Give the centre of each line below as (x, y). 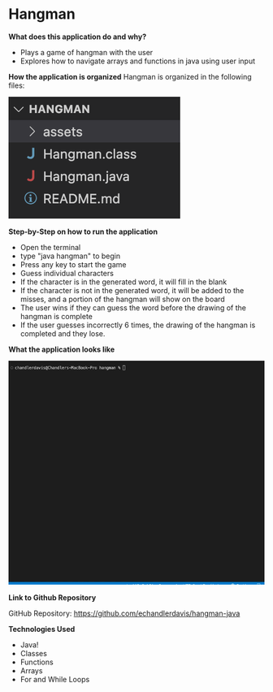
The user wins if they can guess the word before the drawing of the (133, 307)
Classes (33, 653)
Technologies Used (42, 629)
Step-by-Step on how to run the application (83, 231)
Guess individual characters (67, 273)
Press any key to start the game (73, 264)
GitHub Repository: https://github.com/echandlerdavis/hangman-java (124, 613)
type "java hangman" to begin (70, 256)
